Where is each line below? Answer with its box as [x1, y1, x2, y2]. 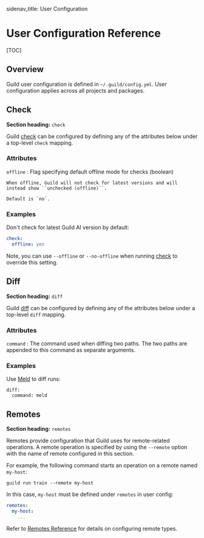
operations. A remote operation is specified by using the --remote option [6, 444, 188, 451]
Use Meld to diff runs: [6, 375, 61, 383]
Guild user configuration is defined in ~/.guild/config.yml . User [6, 80, 167, 88]
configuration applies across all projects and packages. [6, 87, 144, 94]
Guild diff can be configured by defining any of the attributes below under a [6, 304, 195, 311]
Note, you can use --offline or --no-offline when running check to [6, 252, 178, 260]
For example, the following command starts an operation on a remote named [6, 462, 198, 469]
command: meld [12, 392, 47, 398]
